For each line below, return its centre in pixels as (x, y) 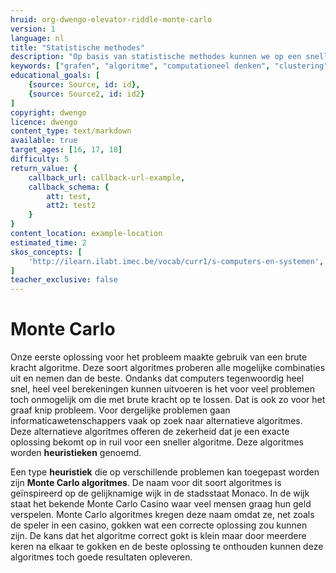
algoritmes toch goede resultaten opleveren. (101, 557)
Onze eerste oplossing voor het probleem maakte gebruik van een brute (159, 357)
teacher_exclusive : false (64, 280)
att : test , (69, 196)
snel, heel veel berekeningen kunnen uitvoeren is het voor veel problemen (163, 389)
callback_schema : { (69, 187)
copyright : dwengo (48, 112)
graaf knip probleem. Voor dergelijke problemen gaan (120, 410)
